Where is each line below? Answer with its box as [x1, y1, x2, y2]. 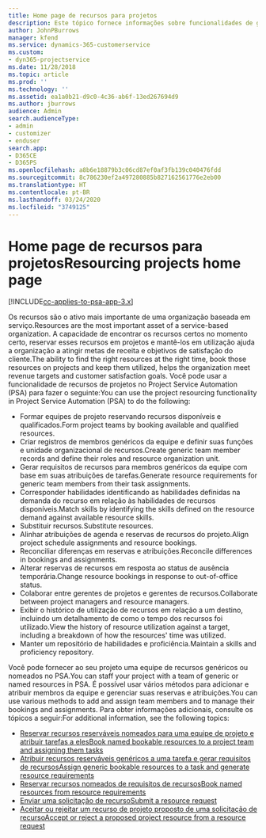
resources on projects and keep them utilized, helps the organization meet [8, 363, 251, 372]
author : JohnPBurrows [8, 26, 80, 34]
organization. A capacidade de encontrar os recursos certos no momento [8, 329, 248, 339]
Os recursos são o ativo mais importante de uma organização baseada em [8, 312, 251, 322]
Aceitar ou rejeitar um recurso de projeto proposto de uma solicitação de [19, 805, 257, 814]
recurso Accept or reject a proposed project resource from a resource [19, 813, 247, 822]
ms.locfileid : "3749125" [8, 203, 90, 211]
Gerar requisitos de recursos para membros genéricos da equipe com [19, 463, 248, 472]
